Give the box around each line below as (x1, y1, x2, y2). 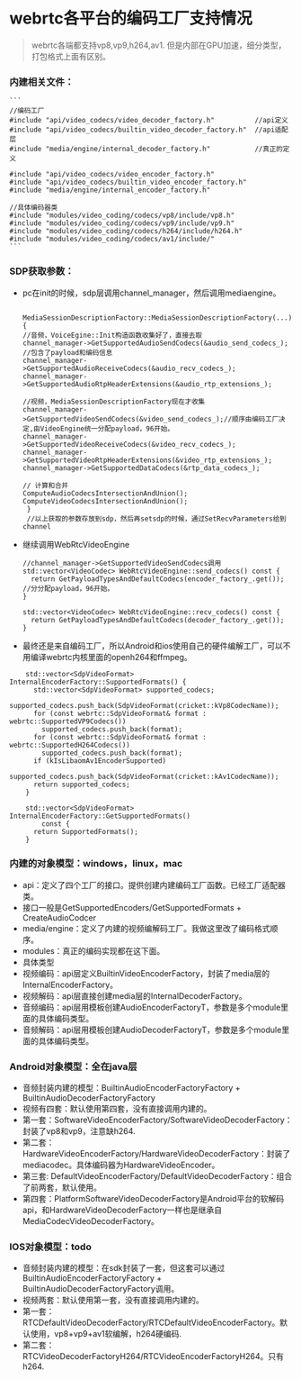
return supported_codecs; (32, 780, 130, 789)
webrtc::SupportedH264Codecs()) (9, 740, 130, 749)
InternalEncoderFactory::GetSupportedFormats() (9, 812, 191, 821)
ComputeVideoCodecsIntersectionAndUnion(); (22, 496, 189, 505)
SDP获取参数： (9, 265, 75, 277)
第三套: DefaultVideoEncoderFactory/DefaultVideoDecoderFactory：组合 (22, 1171, 293, 1182)
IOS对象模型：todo (9, 1240, 92, 1253)
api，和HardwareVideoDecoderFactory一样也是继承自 (22, 1204, 223, 1216)
